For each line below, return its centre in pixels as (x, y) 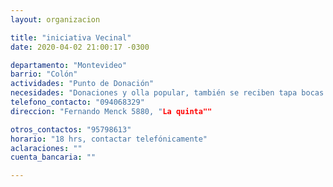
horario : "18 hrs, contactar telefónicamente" (109, 139)
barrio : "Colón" (44, 74)
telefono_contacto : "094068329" (77, 102)
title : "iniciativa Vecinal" (71, 37)
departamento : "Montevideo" (69, 65)
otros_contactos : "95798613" (71, 129)
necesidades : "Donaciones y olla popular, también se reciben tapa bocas (167, 93)
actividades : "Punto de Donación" (82, 84)
